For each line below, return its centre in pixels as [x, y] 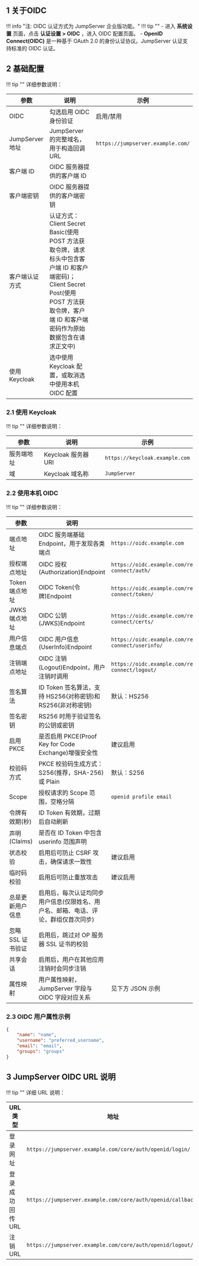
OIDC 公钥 [52, 616]
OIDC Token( [56, 587]
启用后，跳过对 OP [64, 935]
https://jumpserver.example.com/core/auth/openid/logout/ [110, 1245]
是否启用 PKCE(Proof [68, 736]
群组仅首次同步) [72, 920]
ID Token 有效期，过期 [69, 813]
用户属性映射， [59, 979]
